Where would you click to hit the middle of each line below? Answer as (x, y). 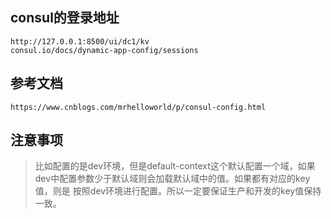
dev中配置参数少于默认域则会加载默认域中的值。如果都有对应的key (172, 179)
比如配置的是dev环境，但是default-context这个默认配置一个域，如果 (175, 166)
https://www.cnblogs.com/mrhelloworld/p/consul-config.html (138, 107)
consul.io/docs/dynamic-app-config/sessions (104, 50)
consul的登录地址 (65, 18)
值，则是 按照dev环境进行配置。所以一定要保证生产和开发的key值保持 (178, 191)
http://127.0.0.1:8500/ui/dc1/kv (80, 41)
